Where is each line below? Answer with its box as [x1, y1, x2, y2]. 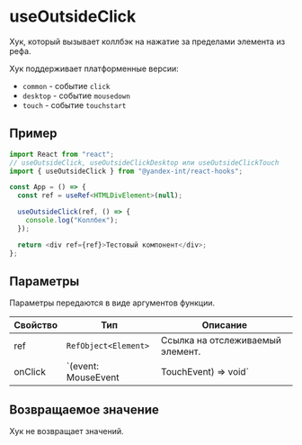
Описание [201, 319, 248, 331]
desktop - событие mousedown [22, 90, 130, 101]
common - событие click [22, 80, 111, 91]
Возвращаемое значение [9, 402, 160, 417]
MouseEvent [66, 371, 120, 384]
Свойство [13, 319, 58, 331]
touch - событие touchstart [22, 99, 127, 110]
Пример [9, 126, 58, 141]
